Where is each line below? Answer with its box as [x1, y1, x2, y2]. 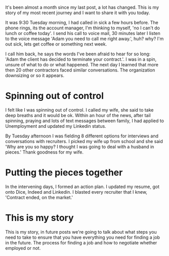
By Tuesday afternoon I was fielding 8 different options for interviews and [5, 133, 158, 139]
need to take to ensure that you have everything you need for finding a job [5, 234, 160, 240]
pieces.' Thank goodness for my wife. [5, 149, 83, 155]
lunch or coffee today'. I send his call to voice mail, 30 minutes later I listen [5, 30, 161, 36]
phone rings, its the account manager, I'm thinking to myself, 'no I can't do [5, 25, 160, 31]
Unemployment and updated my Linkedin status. [5, 123, 106, 129]
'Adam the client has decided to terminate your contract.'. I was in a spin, [5, 56, 157, 62]
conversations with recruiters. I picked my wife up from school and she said [5, 138, 163, 144]
